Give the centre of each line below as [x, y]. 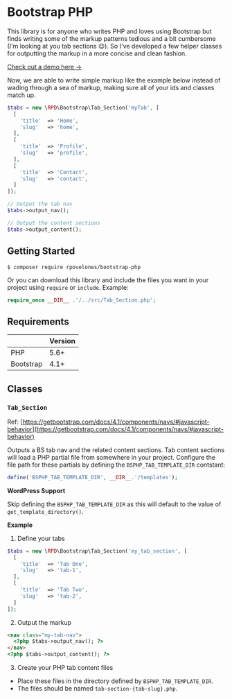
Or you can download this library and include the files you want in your [108, 280]
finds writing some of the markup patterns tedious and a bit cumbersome [111, 38]
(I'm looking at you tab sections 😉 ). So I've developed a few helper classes [115, 46]
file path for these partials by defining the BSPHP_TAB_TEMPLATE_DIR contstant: [116, 465]
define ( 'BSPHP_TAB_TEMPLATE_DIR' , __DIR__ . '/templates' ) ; [92, 477]
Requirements [38, 321]
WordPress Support [36, 490]
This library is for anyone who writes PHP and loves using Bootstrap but [110, 31]
